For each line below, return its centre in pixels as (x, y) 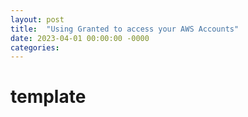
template (48, 97)
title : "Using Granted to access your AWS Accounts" (125, 29)
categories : (35, 47)
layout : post (37, 19)
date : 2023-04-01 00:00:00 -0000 (80, 38)
